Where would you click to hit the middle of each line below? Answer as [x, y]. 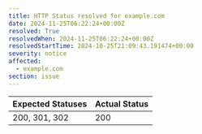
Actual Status [121, 104]
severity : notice [38, 54]
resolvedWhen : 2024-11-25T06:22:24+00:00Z [81, 39]
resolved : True [34, 31]
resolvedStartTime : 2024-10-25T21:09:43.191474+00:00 [101, 46]
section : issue [34, 76]
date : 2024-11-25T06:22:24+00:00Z [67, 24]
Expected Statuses [50, 104]
